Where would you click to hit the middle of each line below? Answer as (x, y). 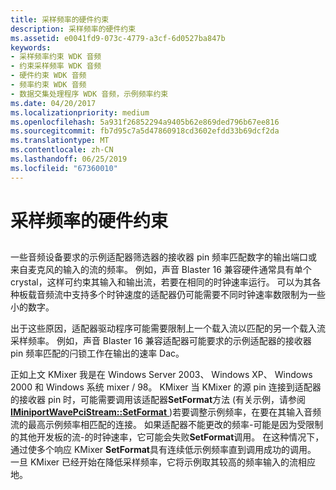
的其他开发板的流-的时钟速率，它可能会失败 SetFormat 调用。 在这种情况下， (167, 437)
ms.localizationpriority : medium (80, 112)
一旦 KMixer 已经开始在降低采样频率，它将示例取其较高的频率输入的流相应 (163, 462)
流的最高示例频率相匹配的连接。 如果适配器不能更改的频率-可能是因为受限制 (167, 425)
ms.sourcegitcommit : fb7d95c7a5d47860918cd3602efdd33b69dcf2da (145, 131)
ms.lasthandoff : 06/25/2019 (69, 159)
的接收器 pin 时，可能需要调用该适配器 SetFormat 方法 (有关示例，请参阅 (158, 400)
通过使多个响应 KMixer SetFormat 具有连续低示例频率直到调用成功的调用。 (163, 450)
